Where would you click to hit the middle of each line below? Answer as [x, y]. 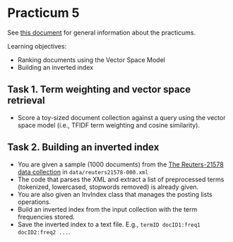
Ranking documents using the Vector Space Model [91, 60]
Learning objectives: [37, 46]
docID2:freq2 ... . [44, 231]
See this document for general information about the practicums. [102, 32]
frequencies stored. [46, 217]
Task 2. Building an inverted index [83, 147]
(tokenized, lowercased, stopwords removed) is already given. [108, 187]
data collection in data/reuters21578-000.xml [83, 171]
